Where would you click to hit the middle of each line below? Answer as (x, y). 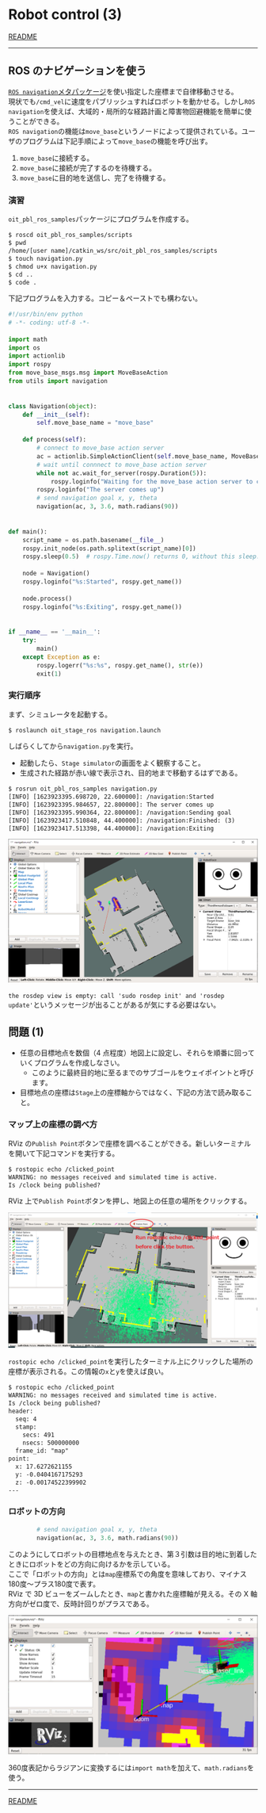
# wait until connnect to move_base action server (122, 465)
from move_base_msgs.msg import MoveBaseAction (88, 373)
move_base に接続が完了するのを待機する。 (88, 167)
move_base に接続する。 (57, 158)
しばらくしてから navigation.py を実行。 (73, 746)
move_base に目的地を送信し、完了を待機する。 (95, 178)
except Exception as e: (62, 657)
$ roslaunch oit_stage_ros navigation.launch (84, 730)
